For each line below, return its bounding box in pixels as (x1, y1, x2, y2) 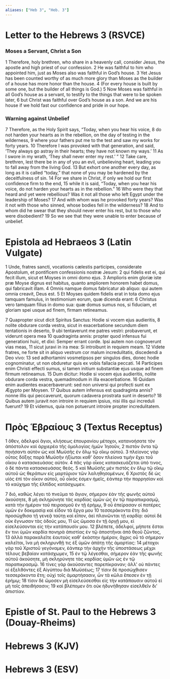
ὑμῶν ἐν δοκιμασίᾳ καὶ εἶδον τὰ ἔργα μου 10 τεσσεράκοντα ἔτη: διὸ (5, 507, 148, 514)
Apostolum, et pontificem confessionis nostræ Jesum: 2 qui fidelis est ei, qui (5, 269, 165, 275)
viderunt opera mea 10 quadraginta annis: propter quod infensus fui (5, 333, 147, 339)
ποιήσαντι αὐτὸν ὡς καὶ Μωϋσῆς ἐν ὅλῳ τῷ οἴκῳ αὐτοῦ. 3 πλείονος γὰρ (5, 449, 159, 455)
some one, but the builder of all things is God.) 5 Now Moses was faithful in (5, 86, 162, 92)
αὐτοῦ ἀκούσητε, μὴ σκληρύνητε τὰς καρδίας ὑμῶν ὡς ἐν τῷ (5, 556, 135, 562)
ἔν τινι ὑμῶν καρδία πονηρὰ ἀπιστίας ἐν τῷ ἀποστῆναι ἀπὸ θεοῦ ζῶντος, (5, 529, 161, 535)
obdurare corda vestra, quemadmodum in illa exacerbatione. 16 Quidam (5, 376, 155, 382)
